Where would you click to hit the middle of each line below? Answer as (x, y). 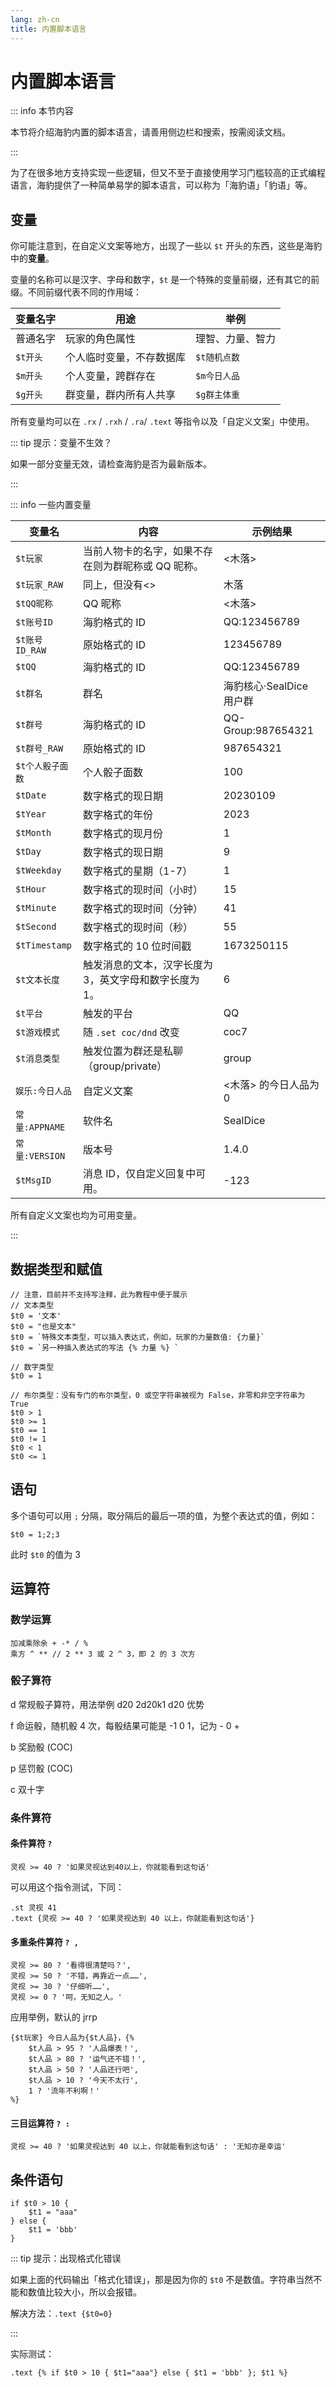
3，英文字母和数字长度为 (141, 980)
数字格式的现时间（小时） (143, 890)
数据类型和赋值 (56, 1269)
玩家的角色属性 (101, 339)
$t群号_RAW (39, 749)
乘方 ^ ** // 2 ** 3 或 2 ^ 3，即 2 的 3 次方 (103, 1654)
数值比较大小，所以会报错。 (84, 2292)
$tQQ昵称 (34, 604)
